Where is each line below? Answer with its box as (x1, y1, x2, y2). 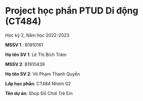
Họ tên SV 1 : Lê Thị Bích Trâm (5, 51, 66, 57)
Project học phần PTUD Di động (5, 5, 138, 16)
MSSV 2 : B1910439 (5, 61, 45, 67)
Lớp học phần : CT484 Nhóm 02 (5, 80, 71, 86)
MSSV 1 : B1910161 (5, 41, 43, 47)
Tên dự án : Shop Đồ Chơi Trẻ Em (5, 90, 73, 96)
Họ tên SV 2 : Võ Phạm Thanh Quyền (5, 70, 80, 77)
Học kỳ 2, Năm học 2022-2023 (5, 32, 69, 38)
